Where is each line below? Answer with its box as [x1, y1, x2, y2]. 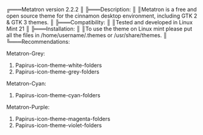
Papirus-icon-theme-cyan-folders [15, 92, 101, 99]
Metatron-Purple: [6, 103, 50, 111]
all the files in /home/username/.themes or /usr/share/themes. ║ [6, 32, 168, 39]
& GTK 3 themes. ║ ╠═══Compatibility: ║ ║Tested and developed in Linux [6, 19, 193, 26]
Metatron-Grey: [6, 50, 46, 57]
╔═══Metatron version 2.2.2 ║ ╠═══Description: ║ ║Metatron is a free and [6, 6, 197, 13]
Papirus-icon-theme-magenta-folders [15, 116, 111, 122]
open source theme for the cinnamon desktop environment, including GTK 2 [6, 12, 198, 19]
